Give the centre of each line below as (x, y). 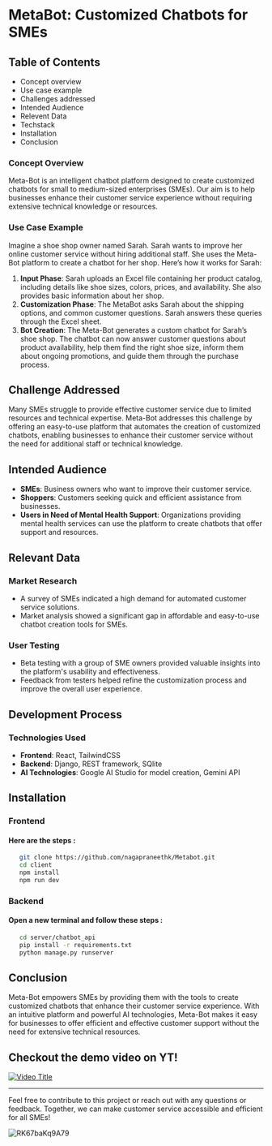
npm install (39, 873)
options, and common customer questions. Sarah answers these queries (141, 312)
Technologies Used (47, 738)
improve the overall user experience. (81, 689)
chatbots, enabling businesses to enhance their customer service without (131, 435)
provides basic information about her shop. (92, 295)
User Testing (34, 645)
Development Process (66, 715)
